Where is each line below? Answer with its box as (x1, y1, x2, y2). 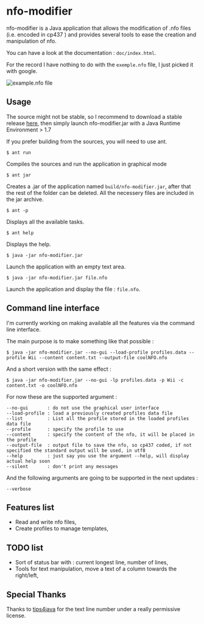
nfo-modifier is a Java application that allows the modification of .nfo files (6, 24, 191, 32)
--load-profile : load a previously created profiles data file (6, 410, 173, 416)
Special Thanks (6, 589, 66, 600)
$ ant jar (6, 172, 32, 178)
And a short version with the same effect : (6, 365, 111, 373)
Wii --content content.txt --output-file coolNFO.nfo (28, 354, 167, 360)
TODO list (6, 542, 44, 553)
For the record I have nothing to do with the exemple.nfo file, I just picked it (6, 61, 194, 68)
